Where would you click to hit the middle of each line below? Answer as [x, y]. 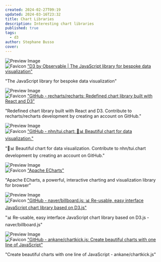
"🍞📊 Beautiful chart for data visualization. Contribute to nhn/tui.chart [76, 148]
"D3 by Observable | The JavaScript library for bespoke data [89, 66]
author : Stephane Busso [30, 42]
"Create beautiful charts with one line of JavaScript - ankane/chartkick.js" [80, 254]
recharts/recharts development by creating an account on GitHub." [73, 116]
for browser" [18, 185]
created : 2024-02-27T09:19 [33, 10]
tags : [11, 33]
